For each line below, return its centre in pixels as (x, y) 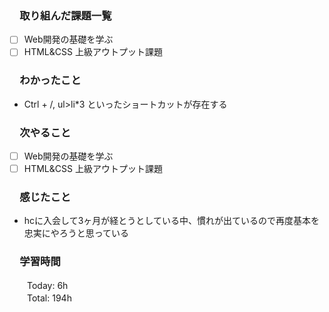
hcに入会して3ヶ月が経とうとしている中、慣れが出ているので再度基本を (171, 221)
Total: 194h (49, 298)
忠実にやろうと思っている (76, 233)
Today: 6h (47, 285)
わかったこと (50, 80)
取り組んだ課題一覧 (65, 15)
